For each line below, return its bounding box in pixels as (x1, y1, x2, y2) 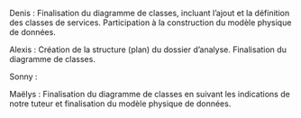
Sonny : (9, 71, 38, 82)
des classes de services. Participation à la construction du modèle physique (9, 17, 292, 28)
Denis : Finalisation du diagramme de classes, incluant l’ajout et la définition (9, 8, 290, 18)
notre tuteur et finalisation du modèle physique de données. (9, 98, 232, 109)
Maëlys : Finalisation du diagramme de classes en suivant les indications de (9, 89, 290, 99)
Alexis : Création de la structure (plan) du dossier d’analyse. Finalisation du (9, 44, 287, 55)
